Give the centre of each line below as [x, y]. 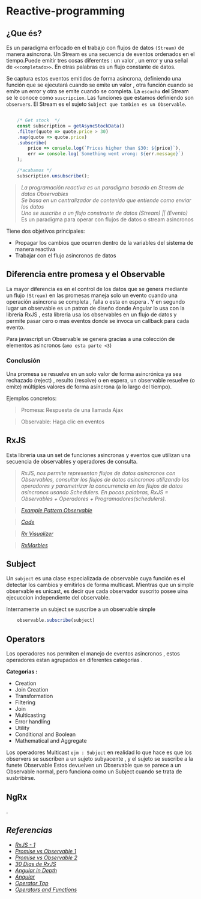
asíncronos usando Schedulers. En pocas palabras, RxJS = [94, 492]
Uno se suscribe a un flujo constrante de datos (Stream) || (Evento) [104, 213]
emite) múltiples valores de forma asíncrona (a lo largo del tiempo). [89, 387]
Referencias [29, 830]
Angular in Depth [36, 870]
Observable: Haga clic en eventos [63, 422]
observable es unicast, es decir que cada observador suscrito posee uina [97, 591]
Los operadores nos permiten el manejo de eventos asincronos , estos [93, 654]
